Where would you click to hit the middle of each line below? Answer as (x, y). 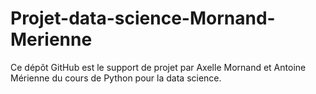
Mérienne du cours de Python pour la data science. (116, 78)
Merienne (51, 39)
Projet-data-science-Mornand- (143, 18)
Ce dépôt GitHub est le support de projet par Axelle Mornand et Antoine (158, 67)
